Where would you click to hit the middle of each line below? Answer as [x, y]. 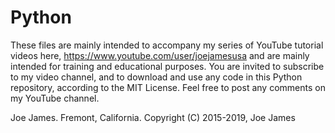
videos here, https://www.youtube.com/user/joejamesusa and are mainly [160, 55]
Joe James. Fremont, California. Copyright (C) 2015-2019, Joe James [153, 117]
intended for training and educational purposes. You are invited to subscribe [167, 66]
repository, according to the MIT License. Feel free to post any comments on [168, 87]
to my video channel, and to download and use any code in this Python [156, 77]
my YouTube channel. [55, 98]
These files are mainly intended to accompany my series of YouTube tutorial [167, 45]
